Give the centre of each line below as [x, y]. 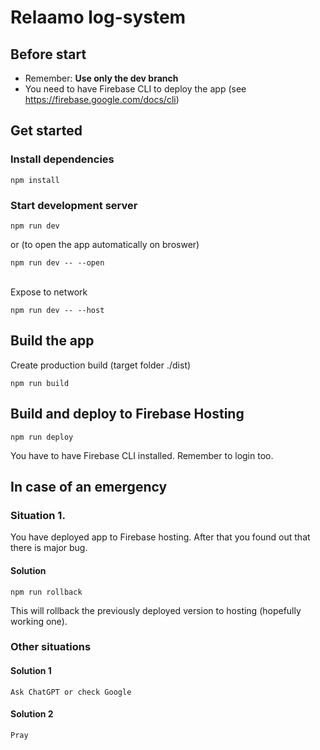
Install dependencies [62, 159]
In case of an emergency [89, 487]
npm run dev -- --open [57, 262]
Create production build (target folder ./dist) [101, 365]
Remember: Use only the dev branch [101, 78]
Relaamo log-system [98, 17]
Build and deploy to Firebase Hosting [127, 414]
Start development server [74, 205]
